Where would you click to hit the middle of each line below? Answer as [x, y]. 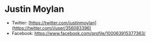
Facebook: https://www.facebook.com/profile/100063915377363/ [79, 33]
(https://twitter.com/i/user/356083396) [52, 28]
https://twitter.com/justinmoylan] [63, 23]
